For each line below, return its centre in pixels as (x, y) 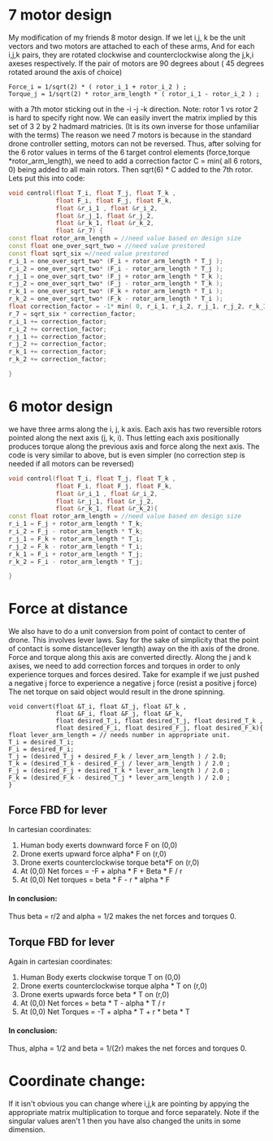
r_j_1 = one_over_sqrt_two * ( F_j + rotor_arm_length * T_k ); (116, 276)
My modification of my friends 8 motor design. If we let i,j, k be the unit (127, 37)
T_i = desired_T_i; (41, 742)
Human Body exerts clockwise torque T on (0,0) (100, 978)
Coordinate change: (77, 1081)
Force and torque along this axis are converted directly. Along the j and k (130, 657)
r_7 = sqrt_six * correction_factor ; (72, 314)
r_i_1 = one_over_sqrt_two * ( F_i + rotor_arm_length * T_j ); (116, 261)
